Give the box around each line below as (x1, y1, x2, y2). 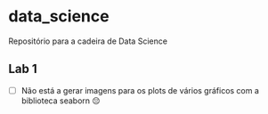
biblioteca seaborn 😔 (20, 95, 101, 106)
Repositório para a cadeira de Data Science (8, 36, 168, 46)
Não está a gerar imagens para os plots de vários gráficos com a (20, 85, 260, 95)
